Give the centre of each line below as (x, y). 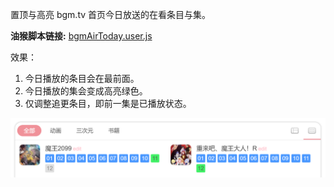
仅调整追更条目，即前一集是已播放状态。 (108, 103)
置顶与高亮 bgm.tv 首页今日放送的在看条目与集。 (111, 14)
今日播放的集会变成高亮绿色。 (86, 91)
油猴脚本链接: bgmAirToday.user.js (81, 36)
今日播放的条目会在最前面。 (82, 78)
